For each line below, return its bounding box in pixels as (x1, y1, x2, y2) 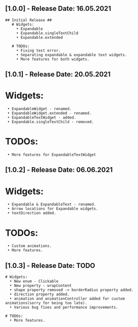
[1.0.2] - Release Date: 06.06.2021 (5, 166, 113, 174)
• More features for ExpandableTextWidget (7, 152, 96, 157)
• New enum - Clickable (9, 279, 58, 284)
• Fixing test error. (16, 48, 61, 53)
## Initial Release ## (5, 17, 52, 22)
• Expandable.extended (16, 35, 63, 40)
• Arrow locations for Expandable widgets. (7, 206, 98, 211)
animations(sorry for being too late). (5, 301, 88, 306)
